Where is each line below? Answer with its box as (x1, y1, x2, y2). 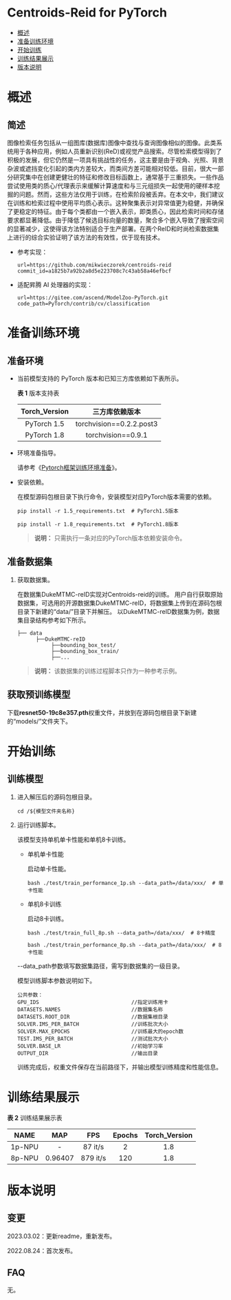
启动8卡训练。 (27, 914, 68, 923)
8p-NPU (10, 1153, 39, 1162)
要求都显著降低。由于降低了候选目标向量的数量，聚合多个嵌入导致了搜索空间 (7, 215, 224, 224)
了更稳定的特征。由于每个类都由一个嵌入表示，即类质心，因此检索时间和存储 (7, 207, 224, 215)
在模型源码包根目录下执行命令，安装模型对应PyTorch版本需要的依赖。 (16, 492, 215, 500)
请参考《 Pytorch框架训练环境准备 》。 (16, 463, 121, 471)
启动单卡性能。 (27, 864, 70, 873)
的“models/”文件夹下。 (7, 717, 72, 725)
